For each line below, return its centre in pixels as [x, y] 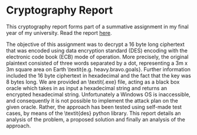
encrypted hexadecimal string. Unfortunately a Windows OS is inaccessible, [98, 94]
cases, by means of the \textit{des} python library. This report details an [93, 113]
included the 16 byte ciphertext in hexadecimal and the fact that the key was [99, 75]
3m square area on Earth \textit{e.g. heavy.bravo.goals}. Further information [98, 69]
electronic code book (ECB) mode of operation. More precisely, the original [97, 57]
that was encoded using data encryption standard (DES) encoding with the [97, 50]
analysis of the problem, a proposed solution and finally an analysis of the [96, 119]
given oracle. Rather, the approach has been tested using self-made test [94, 107]
